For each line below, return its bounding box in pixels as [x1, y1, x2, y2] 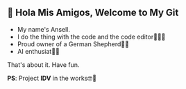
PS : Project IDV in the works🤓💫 [7, 74, 97, 82]
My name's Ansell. [17, 25, 71, 33]
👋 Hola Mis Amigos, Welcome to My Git [7, 7, 179, 19]
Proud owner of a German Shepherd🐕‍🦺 [17, 39, 130, 48]
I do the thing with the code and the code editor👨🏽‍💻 [17, 32, 166, 41]
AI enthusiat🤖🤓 [17, 47, 60, 55]
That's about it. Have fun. [7, 60, 80, 69]
